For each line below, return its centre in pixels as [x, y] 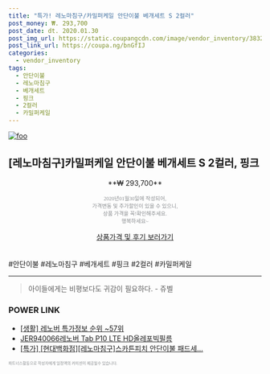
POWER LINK [34, 310]
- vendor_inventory [48, 61]
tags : [17, 68]
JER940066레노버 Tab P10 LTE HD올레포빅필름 [96, 339]
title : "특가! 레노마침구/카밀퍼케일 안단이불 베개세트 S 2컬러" [101, 16]
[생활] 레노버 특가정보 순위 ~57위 [72, 329]
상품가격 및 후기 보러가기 [135, 236]
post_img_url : [32, 38]
